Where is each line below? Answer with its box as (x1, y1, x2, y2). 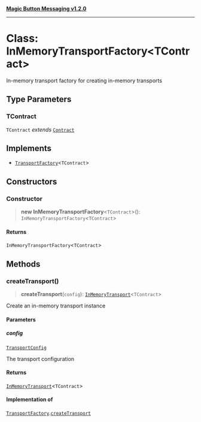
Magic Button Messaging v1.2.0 (6, 5, 87, 12)
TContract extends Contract (6, 126, 75, 133)
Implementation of (6, 396, 53, 403)
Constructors (6, 176, 57, 186)
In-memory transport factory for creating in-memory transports (6, 77, 163, 84)
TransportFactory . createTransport (6, 409, 91, 416)
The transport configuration (6, 355, 75, 362)
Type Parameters (6, 94, 72, 104)
